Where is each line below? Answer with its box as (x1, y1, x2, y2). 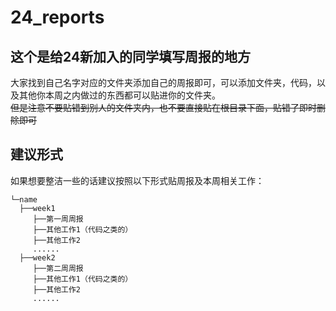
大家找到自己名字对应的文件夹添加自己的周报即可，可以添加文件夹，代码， (10, 77, 317, 88)
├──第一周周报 (32, 214, 84, 224)
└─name (10, 194, 38, 205)
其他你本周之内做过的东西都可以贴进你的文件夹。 (18, 89, 221, 101)
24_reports (10, 6, 105, 29)
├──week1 (19, 203, 56, 213)
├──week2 (19, 252, 56, 263)
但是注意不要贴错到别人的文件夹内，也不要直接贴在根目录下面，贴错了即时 (10, 102, 317, 113)
